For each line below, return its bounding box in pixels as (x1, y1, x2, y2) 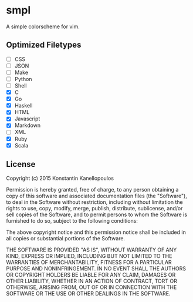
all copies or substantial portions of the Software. (6, 235, 125, 242)
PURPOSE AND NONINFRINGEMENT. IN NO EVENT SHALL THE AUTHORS (6, 265, 187, 272)
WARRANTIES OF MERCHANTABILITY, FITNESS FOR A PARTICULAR (6, 259, 172, 266)
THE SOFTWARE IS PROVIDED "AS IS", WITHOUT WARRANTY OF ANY (6, 246, 177, 253)
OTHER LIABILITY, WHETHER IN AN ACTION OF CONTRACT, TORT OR (6, 277, 177, 285)
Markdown (14, 122, 41, 129)
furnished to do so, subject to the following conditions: (6, 217, 138, 224)
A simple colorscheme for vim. (6, 23, 80, 30)
